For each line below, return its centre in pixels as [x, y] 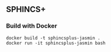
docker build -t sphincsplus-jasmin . [53, 38]
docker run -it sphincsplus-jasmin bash [56, 43]
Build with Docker [32, 26]
